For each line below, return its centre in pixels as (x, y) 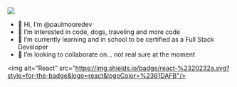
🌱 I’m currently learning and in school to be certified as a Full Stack (116, 39)
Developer (33, 47)
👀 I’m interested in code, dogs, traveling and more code (99, 32)
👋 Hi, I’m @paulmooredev (55, 24)
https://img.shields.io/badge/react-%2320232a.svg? (152, 68)
